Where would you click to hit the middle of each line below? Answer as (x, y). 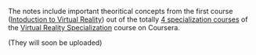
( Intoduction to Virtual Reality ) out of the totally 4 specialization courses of (128, 19)
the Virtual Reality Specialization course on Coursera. (94, 27)
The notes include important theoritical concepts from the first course (121, 11)
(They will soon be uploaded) (55, 43)
